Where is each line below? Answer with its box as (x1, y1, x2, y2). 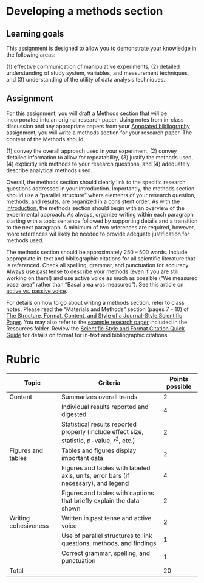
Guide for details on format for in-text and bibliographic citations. (6, 331, 169, 338)
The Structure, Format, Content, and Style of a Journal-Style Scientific (6, 312, 183, 319)
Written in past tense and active (61, 514, 152, 523)
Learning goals (6, 29, 64, 39)
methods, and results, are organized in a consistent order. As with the (6, 198, 180, 205)
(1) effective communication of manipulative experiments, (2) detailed (6, 63, 180, 70)
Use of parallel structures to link (61, 531, 152, 540)
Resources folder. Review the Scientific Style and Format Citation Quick (6, 324, 185, 332)
